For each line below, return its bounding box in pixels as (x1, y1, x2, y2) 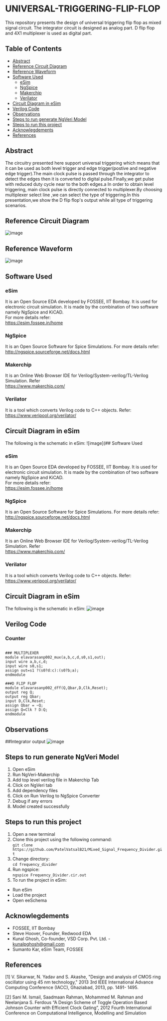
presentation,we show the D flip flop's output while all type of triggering (5, 197, 153, 203)
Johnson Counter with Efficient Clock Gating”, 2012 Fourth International (5, 1005, 152, 1011)
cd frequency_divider (12, 862, 57, 867)
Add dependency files (12, 787, 58, 793)
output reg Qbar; (5, 694, 41, 699)
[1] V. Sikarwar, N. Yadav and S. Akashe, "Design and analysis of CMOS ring (5, 974, 161, 980)
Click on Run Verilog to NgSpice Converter (12, 792, 100, 799)
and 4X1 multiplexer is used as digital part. (5, 30, 92, 36)
